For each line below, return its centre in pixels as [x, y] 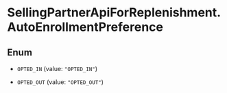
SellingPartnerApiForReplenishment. [114, 13]
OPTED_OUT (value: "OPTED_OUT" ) [60, 82]
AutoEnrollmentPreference [85, 27]
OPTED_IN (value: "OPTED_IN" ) [57, 69]
